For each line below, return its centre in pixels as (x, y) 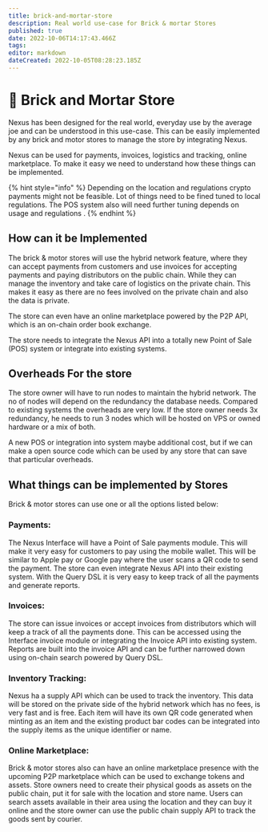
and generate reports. (44, 585)
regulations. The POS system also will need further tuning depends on (124, 205)
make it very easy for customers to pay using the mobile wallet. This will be (132, 551)
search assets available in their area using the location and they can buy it (130, 802)
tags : (17, 46)
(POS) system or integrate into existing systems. (88, 348)
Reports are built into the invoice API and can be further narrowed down (127, 649)
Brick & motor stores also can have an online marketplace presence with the (134, 768)
